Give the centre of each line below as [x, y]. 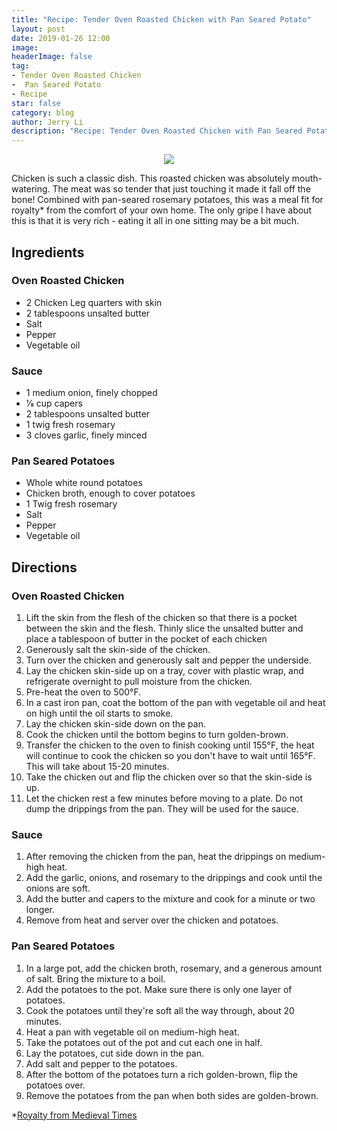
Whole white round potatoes [84, 483]
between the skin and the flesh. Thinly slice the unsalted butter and [164, 628]
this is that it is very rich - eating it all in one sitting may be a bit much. [155, 221]
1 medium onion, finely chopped [91, 393]
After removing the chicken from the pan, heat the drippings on [156, 857]
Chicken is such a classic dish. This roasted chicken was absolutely [150, 178]
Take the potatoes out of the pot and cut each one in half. [144, 1042]
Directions [44, 567]
